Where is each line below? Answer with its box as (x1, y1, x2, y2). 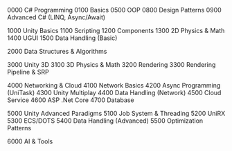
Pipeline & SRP (7, 68, 50, 76)
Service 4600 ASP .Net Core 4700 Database (7, 96, 134, 104)
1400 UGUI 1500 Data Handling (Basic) (7, 34, 118, 42)
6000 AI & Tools (7, 137, 53, 145)
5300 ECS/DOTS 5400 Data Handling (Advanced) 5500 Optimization (7, 117, 204, 125)
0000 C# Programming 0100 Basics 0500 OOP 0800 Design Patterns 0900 (7, 6, 222, 14)
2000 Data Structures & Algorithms (7, 48, 107, 55)
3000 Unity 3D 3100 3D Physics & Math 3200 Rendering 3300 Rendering (7, 61, 216, 68)
